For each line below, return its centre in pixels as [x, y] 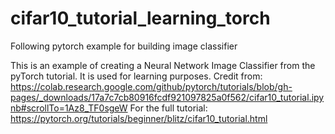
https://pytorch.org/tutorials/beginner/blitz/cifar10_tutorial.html [139, 118]
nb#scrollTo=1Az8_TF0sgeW [69, 108]
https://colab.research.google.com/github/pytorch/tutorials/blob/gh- [151, 86]
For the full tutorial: [168, 108]
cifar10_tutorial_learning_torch [140, 18]
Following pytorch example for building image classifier [124, 46]
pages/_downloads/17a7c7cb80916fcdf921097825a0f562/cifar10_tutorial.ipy [167, 97]
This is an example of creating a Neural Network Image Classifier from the [163, 65]
